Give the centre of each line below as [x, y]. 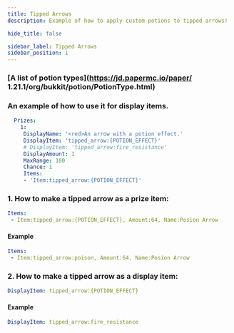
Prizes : [25, 121]
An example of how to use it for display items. [88, 106]
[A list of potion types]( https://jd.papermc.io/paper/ [100, 78]
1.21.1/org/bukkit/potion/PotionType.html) [81, 87]
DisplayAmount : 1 [49, 154]
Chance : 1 [38, 167]
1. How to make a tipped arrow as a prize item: [88, 199]
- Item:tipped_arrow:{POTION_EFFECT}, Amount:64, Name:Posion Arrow [115, 220]
